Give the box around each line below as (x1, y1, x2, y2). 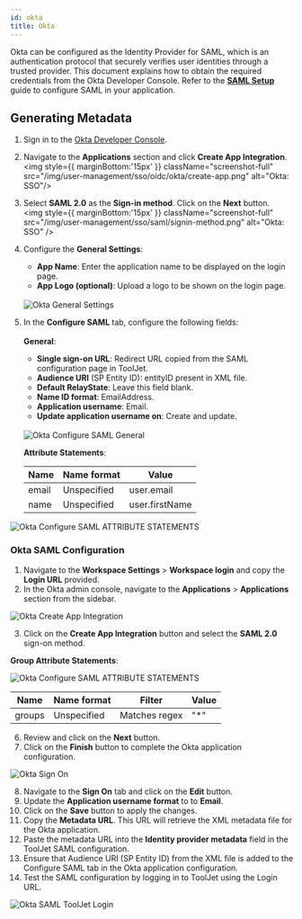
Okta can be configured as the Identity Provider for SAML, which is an (10, 46, 270, 57)
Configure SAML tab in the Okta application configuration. (22, 862, 239, 873)
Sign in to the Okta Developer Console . (22, 134, 167, 145)
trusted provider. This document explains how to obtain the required (10, 65, 262, 76)
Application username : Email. (36, 401, 149, 412)
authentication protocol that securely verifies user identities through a (10, 56, 269, 67)
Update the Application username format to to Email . (22, 795, 224, 806)
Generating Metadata (10, 110, 133, 126)
